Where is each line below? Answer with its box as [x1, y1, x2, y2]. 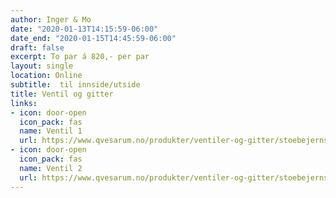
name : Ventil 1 [19, 126, 83, 136]
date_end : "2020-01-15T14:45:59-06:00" [10, 33, 177, 43]
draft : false [10, 42, 65, 53]
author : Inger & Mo [10, 14, 92, 25]
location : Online [10, 71, 83, 81]
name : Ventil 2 [19, 163, 83, 173]
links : [10, 98, 38, 108]
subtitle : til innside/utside [10, 80, 141, 90]
